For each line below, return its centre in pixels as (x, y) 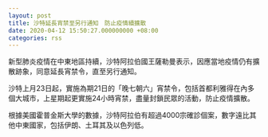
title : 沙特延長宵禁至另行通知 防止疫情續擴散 (77, 23)
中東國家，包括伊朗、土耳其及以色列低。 (81, 125)
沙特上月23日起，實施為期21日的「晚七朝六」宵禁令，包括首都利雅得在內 (128, 88)
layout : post (30, 16)
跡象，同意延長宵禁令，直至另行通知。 (78, 72)
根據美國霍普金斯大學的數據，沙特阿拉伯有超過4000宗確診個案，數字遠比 (129, 115)
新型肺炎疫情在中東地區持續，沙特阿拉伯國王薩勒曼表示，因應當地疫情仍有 (130, 61)
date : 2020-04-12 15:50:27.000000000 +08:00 (83, 30)
